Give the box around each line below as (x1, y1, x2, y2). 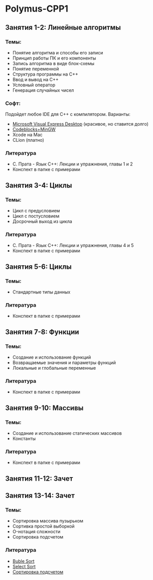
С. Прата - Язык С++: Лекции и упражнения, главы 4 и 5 (12, 243, 134, 249)
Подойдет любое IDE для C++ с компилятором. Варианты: (5, 111, 130, 118)
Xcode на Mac (12, 132, 43, 138)
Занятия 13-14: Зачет (5, 491, 75, 500)
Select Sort (12, 563, 36, 569)
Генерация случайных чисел (12, 87, 74, 93)
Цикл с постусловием (12, 213, 60, 219)
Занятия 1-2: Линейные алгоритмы (5, 23, 121, 32)
